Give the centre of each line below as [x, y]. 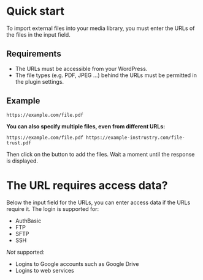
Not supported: [25, 252]
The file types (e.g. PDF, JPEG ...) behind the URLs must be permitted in [106, 75]
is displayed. [22, 161]
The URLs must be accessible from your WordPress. [81, 68]
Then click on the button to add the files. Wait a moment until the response [101, 154]
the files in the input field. [38, 34]
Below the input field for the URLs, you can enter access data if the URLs [98, 202]
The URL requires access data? [87, 185]
